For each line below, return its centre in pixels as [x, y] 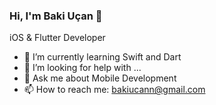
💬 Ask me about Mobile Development [100, 78]
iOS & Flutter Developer [57, 38]
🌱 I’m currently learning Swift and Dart [102, 57]
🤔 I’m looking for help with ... [82, 68]
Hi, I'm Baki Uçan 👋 [56, 16]
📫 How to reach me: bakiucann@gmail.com [114, 90]
